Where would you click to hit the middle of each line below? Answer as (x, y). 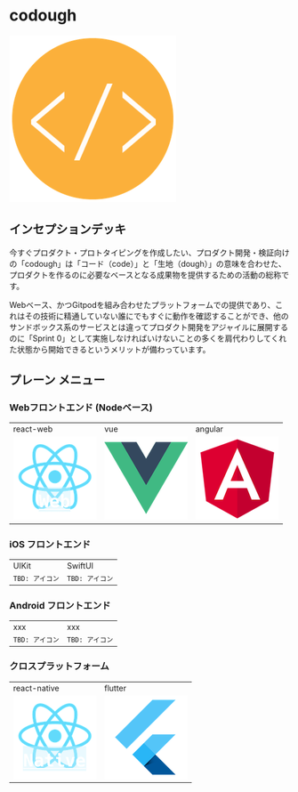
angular (209, 429)
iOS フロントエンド (50, 544)
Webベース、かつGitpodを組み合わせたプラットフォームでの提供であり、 (142, 304)
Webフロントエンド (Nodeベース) (81, 408)
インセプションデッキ (68, 229)
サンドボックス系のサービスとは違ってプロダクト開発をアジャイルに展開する (149, 327)
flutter (116, 688)
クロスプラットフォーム (59, 667)
